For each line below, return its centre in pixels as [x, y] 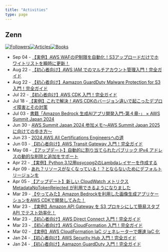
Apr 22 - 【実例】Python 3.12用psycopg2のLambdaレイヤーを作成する [85, 163]
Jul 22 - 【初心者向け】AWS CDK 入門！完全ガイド [65, 95]
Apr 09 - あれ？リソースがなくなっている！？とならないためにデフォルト [87, 169]
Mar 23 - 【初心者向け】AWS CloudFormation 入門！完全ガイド [77, 225]
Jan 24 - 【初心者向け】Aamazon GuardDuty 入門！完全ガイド [77, 244]
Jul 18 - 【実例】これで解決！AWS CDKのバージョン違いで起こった [81, 101]
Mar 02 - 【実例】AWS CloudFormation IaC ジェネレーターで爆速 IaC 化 [86, 231]
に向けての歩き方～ [32, 131]
